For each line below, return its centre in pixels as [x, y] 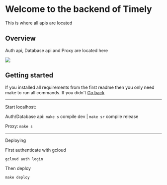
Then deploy [18, 168]
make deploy [17, 177]
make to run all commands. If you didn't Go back [55, 92]
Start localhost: [21, 107]
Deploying [16, 140]
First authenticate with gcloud [36, 150]
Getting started [29, 75]
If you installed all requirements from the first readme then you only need [80, 87]
